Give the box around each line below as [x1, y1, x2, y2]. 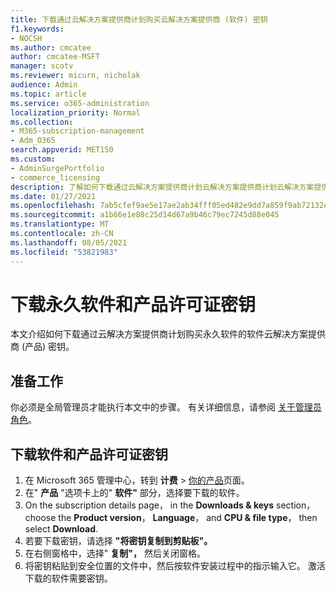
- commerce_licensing [10, 172, 101, 183]
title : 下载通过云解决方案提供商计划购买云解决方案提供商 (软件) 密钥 [10, 14, 268, 25]
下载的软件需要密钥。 [24, 572, 113, 585]
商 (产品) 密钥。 [10, 341, 75, 353]
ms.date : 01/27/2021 [10, 191, 97, 201]
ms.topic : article [10, 89, 87, 99]
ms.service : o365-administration [10, 98, 150, 108]
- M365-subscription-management [10, 126, 145, 136]
